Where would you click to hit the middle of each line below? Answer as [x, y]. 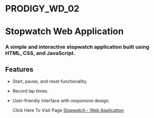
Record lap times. [30, 91]
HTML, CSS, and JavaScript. [40, 53]
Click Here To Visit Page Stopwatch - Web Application [68, 111]
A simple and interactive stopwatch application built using [77, 47]
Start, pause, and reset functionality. [50, 81]
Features [19, 69]
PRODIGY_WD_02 [42, 9]
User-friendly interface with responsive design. [61, 101]
